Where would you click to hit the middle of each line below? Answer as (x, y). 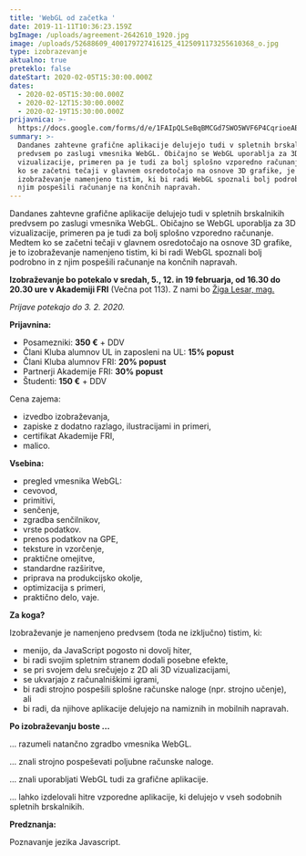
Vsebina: (27, 464)
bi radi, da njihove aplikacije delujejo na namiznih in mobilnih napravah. (156, 709)
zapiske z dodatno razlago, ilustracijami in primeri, (117, 426)
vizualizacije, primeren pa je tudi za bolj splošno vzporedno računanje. (142, 233)
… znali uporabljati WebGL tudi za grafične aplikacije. (109, 779)
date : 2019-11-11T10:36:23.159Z (71, 26)
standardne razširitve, (64, 569)
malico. (36, 446)
